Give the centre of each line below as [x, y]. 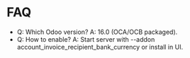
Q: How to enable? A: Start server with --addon [86, 39]
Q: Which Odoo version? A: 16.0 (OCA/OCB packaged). [97, 32]
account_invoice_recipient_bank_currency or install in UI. [100, 47]
